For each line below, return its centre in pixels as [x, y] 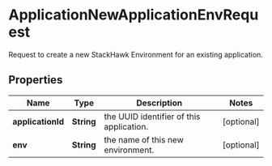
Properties [36, 80]
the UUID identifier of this [152, 117]
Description [159, 103]
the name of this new [144, 139]
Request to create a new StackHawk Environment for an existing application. [136, 54]
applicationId [38, 121]
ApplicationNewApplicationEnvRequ [134, 15]
